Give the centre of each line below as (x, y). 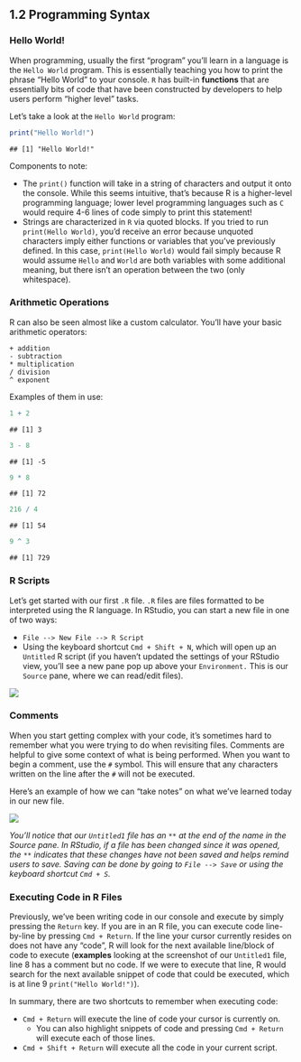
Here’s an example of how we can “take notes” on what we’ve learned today (151, 791)
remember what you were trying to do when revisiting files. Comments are (147, 745)
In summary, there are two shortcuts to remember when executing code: (144, 1001)
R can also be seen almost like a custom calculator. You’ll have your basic (146, 322)
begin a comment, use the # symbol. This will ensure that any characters (144, 764)
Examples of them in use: (56, 396)
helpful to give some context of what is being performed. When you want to (150, 754)
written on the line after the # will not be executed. (102, 773)
